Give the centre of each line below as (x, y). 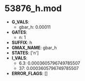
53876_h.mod (33, 8)
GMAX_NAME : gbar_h (34, 48)
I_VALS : (19, 58)
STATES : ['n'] (25, 53)
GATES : (19, 32)
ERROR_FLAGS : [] (30, 73)
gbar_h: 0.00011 (35, 27)
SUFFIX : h (22, 42)
